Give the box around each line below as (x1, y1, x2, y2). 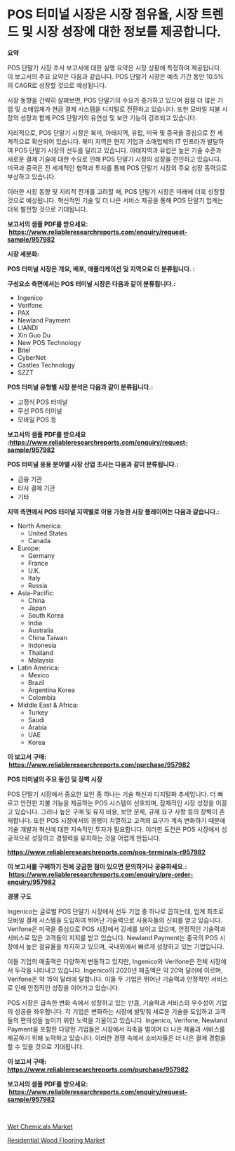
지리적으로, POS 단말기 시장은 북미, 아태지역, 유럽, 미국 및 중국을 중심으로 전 (7, 128, 216, 137)
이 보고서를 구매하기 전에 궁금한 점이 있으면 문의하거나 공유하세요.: (7, 862, 187, 871)
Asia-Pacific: (17, 588, 55, 597)
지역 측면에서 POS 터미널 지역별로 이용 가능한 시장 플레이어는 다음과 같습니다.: (7, 507, 220, 516)
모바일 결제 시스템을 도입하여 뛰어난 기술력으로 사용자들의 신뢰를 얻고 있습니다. (7, 916, 223, 924)
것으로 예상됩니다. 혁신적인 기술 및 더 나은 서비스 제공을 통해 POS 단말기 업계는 (7, 196, 224, 204)
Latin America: (17, 663, 60, 672)
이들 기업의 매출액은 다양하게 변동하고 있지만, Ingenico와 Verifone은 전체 (7, 957, 208, 965)
